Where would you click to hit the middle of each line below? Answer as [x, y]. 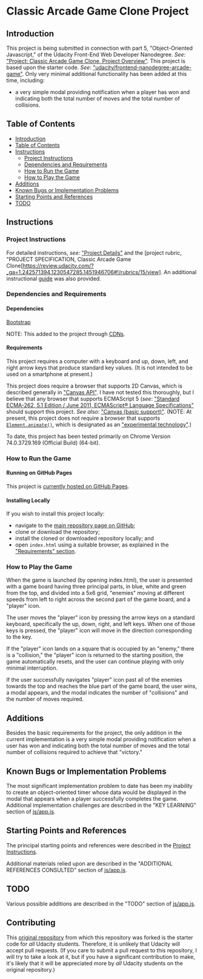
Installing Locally [28, 500]
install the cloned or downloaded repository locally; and [85, 539]
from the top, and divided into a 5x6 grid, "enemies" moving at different [95, 593]
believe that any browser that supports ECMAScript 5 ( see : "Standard [93, 399]
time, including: [25, 80]
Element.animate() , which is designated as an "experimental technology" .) [99, 424]
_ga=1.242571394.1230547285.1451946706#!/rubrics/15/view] [84, 272]
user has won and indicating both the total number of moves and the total [98, 746]
